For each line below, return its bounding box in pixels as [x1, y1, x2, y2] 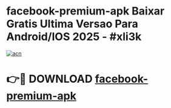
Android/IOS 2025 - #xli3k [6, 30, 142, 43]
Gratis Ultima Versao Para [6, 17, 138, 31]
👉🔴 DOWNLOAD [6, 72, 93, 86]
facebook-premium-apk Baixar [6, 4, 165, 18]
